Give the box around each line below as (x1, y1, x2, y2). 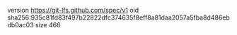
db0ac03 (7, 21, 34, 29)
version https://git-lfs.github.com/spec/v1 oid (7, 6, 139, 14)
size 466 (35, 21, 62, 29)
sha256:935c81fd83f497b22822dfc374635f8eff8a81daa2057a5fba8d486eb (7, 13, 230, 22)
